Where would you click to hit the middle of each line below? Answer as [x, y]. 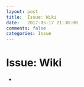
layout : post [22, 12]
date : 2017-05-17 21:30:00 [42, 22]
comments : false [26, 28]
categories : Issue [29, 34]
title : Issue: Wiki [32, 17]
